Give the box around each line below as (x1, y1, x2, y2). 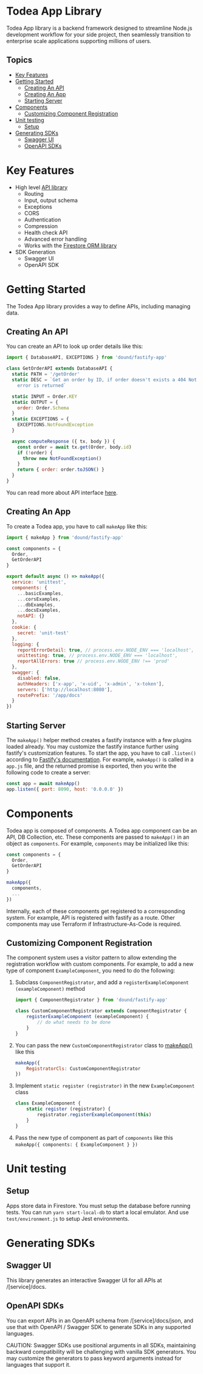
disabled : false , (17, 675, 61, 681)
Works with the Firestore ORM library (24, 241, 117, 249)
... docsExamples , (17, 607, 61, 614)
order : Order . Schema (17, 404, 69, 411)
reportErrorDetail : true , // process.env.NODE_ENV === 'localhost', (17, 647, 194, 653)
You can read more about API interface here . (6, 488, 119, 496)
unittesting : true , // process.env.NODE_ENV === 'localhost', (17, 653, 178, 659)
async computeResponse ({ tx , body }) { (12, 438, 115, 445)
